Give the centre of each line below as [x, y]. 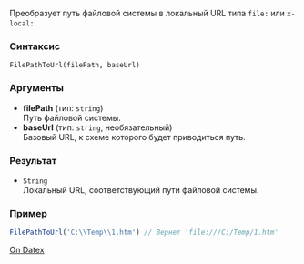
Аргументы [36, 88]
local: [22, 24]
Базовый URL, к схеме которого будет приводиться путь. [134, 137]
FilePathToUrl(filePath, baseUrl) [75, 66]
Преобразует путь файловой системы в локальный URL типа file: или [147, 13]
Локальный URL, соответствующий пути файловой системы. [141, 189]
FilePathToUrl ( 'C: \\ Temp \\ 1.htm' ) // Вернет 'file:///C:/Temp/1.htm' [144, 233]
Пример [29, 213]
